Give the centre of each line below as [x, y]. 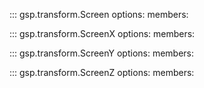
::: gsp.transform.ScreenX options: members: [102, 33]
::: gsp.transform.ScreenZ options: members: [102, 72]
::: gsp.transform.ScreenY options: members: [102, 53]
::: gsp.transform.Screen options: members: [99, 14]
